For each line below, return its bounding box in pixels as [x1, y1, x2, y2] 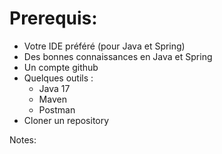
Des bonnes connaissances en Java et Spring [23, 50, 213, 62]
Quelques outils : [23, 72, 94, 84]
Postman [38, 103, 76, 116]
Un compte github [23, 61, 99, 73]
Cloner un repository [23, 114, 110, 126]
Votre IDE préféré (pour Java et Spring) [23, 40, 186, 52]
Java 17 [38, 82, 71, 94]
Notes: [9, 133, 37, 146]
